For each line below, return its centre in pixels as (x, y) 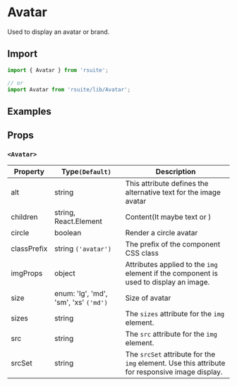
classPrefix (29, 249)
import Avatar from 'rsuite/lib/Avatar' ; (69, 89)
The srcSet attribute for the (170, 354)
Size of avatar (148, 298)
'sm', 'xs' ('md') (81, 302)
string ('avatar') (83, 249)
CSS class (142, 253)
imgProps (27, 273)
